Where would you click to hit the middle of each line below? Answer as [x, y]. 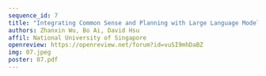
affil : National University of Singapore [78, 38]
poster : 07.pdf [33, 60]
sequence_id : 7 [33, 15]
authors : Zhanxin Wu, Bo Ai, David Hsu [74, 30]
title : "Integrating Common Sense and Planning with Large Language [123, 23]
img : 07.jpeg [30, 52]
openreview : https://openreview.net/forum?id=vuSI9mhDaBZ [106, 45]
